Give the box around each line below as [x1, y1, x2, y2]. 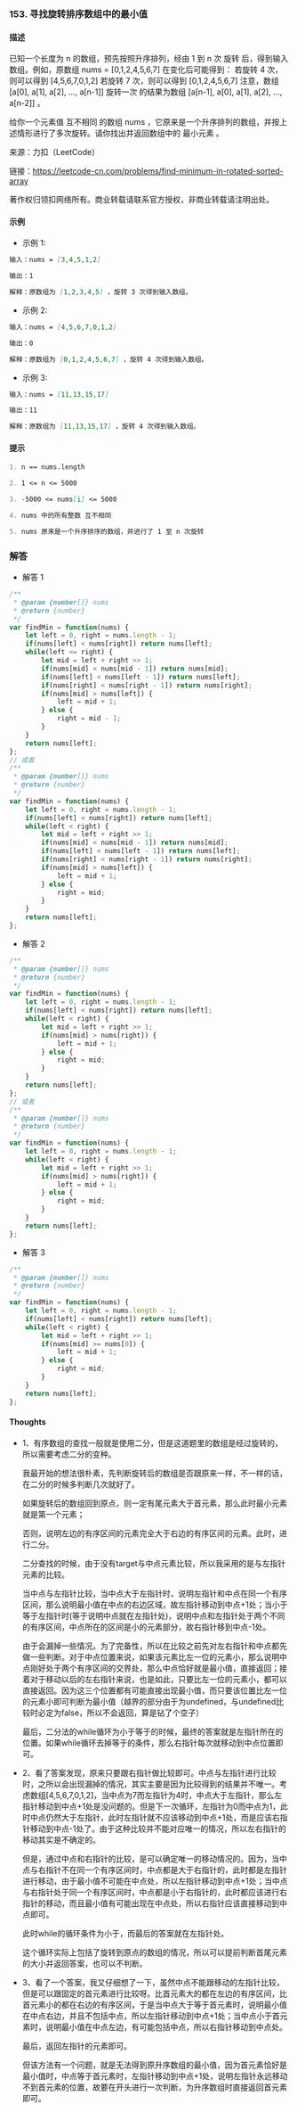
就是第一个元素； [21, 1508, 85, 1519]
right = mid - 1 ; [56, 714, 122, 723]
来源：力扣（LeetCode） [9, 147, 100, 158]
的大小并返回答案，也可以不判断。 [21, 1958, 148, 1968]
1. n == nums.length [9, 463, 86, 472]
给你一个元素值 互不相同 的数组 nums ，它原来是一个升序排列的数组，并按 [9, 117, 280, 127]
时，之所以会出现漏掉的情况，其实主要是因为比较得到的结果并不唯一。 [21, 1779, 280, 1789]
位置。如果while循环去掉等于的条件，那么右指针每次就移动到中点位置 [21, 1737, 276, 1748]
